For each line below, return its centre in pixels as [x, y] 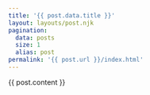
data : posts [35, 38]
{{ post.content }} [37, 82]
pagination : [28, 30]
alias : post [35, 52]
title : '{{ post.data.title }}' [62, 15]
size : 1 [28, 45]
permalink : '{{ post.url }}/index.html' [76, 60]
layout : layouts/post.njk [51, 23]
